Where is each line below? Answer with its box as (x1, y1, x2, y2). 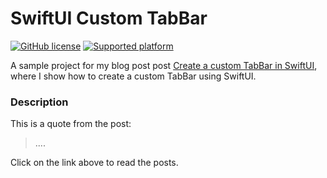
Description (10, 95, 69, 109)
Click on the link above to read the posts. (10, 157, 179, 169)
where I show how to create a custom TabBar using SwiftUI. (10, 70, 257, 82)
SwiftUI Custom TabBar (10, 7, 208, 30)
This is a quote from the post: (10, 118, 132, 130)
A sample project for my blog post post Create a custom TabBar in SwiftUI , (10, 59, 318, 71)
